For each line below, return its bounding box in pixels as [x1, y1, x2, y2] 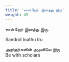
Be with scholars [5, 52, 40, 58]
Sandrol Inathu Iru [5, 36, 43, 42]
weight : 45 [5, 12, 29, 17]
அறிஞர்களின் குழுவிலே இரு [5, 46, 60, 52]
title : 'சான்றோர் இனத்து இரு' [5, 7, 65, 13]
